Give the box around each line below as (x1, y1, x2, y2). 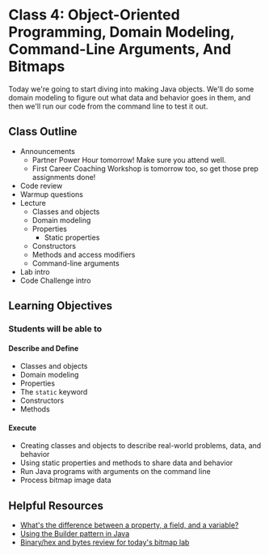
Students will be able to (8, 323, 103, 335)
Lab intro (19, 267, 50, 276)
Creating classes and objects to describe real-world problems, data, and (19, 441, 262, 450)
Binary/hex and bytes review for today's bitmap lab (19, 537, 190, 548)
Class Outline (8, 125, 78, 139)
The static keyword (19, 387, 88, 397)
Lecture (19, 198, 46, 207)
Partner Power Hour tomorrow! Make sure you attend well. (32, 155, 226, 164)
